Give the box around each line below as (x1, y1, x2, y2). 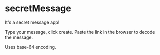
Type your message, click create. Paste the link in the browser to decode (5, 29, 155, 35)
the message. (5, 34, 33, 40)
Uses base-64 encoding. (5, 44, 56, 50)
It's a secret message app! (5, 19, 60, 25)
